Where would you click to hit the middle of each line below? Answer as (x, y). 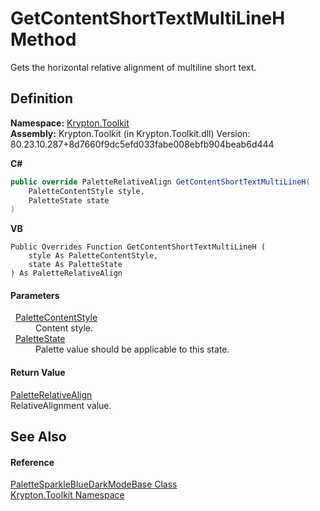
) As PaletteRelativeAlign (66, 273)
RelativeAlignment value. (61, 405)
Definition (41, 98)
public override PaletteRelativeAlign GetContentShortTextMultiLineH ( (160, 182)
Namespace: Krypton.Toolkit (70, 123)
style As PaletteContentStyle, (93, 256)
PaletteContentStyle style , (86, 191)
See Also (38, 437)
